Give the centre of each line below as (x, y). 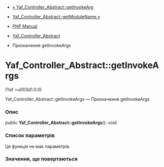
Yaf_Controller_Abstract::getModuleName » (56, 17)
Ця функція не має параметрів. (38, 146)
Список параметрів (30, 135)
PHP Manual (25, 26)
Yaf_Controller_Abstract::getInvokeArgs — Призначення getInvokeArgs (77, 99)
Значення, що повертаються (41, 159)
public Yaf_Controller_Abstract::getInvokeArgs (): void (61, 123)
